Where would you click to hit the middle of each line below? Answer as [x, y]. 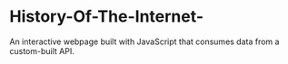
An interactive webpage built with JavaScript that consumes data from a [144, 41]
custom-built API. [42, 50]
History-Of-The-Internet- [107, 17]
